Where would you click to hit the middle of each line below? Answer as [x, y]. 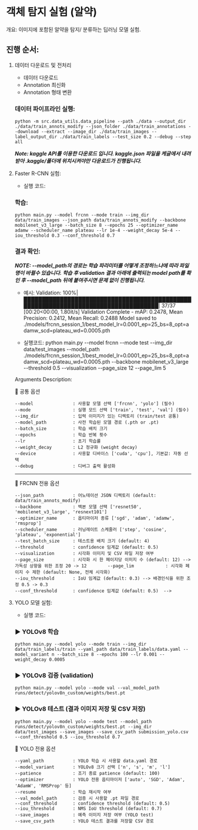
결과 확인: [28, 251]
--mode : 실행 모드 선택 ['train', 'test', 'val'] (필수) [102, 410]
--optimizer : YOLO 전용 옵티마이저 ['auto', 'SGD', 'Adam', [100, 779]
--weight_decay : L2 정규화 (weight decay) [76, 447]
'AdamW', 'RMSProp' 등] [43, 786]
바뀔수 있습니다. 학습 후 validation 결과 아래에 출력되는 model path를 [105, 273]
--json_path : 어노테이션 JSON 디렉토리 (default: [85, 495]
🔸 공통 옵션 [27, 391]
